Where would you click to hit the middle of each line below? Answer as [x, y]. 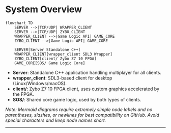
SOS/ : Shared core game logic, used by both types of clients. [77, 99]
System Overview [44, 9]
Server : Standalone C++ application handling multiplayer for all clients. [87, 72]
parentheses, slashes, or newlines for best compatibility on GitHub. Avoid [82, 115]
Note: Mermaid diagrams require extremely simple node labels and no [79, 109]
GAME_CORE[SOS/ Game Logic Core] [50, 63]
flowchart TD [19, 23]
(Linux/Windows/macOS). [40, 83]
